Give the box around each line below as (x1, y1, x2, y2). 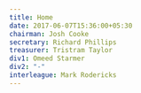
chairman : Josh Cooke (9, 29, 90, 38)
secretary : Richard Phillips (9, 37, 117, 47)
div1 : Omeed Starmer (9, 54, 86, 63)
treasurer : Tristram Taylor (9, 46, 114, 55)
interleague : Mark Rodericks (9, 71, 117, 80)
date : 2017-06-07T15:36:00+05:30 (9, 21, 133, 30)
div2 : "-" (9, 63, 46, 72)
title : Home (9, 12, 53, 22)
